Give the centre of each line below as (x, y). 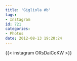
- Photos (14, 34)
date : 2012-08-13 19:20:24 (34, 39)
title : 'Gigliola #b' (28, 10)
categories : (18, 29)
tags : (11, 15)
